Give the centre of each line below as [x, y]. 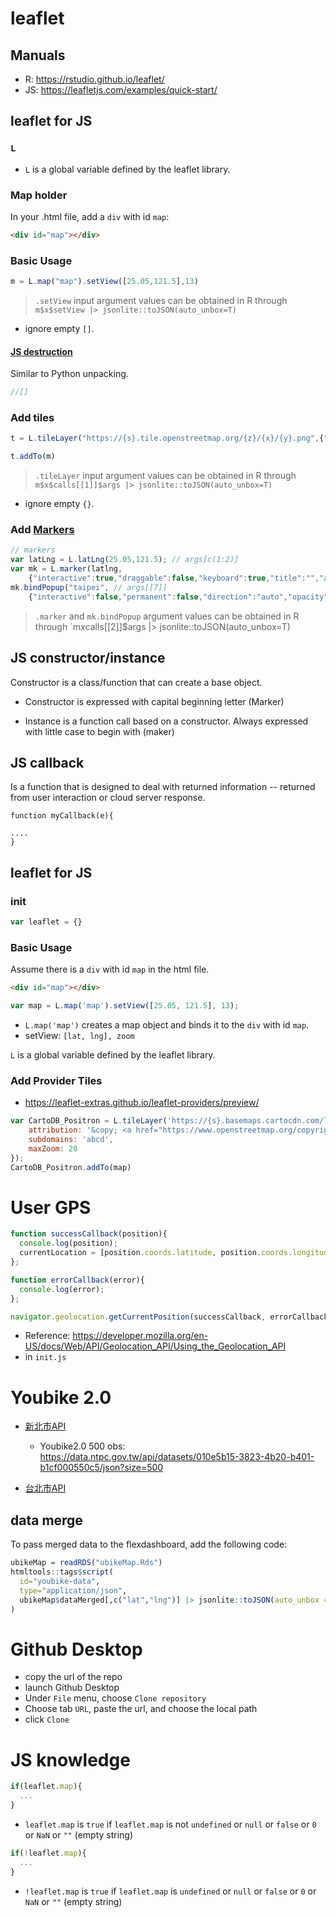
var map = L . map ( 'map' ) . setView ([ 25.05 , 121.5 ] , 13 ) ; [125, 1006]
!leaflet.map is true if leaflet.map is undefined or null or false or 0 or [170, 1891]
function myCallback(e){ [62, 816]
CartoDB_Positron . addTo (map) [71, 1167]
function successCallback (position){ [89, 1234]
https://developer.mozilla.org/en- [140, 1336]
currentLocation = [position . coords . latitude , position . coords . [156, 1253]
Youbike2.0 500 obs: [82, 1446]
